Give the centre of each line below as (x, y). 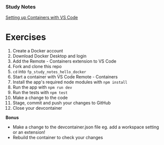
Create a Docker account (38, 51)
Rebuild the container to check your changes (58, 138)
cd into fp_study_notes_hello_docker (49, 72)
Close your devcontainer (37, 108)
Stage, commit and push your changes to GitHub (62, 103)
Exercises (26, 37)
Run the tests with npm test (40, 93)
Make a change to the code (40, 98)
